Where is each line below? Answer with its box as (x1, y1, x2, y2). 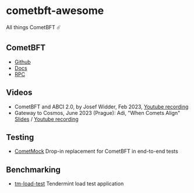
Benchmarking (6, 164, 61, 174)
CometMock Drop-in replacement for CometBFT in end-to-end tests (14, 148, 179, 155)
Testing (6, 132, 34, 142)
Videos (6, 87, 33, 97)
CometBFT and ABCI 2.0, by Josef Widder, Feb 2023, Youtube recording (14, 103, 189, 110)
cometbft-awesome (6, 4, 104, 17)
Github (14, 58, 31, 65)
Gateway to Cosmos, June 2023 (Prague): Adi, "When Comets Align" (14, 109, 181, 116)
